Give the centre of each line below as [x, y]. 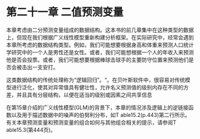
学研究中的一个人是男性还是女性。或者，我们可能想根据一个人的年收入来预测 [100, 52]
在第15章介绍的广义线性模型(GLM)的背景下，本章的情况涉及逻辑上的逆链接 [97, 107]
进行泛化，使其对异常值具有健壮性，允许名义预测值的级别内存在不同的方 [100, 87]
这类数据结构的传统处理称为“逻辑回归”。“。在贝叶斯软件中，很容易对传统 [96, 80]
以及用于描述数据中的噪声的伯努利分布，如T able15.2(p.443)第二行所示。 [101, 115]
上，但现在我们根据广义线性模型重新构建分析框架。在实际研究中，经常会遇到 [100, 37]
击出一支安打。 [40, 67]
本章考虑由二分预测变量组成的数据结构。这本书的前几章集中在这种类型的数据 [100, 30]
